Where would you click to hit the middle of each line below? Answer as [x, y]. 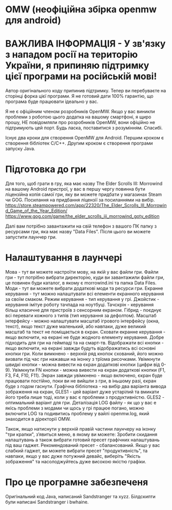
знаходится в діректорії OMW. [38, 419]
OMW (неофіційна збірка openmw [81, 9]
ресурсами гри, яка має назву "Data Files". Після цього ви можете [78, 232]
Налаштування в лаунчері [64, 258]
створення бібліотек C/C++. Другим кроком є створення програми [79, 143]
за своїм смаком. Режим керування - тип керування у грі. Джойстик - [82, 299]
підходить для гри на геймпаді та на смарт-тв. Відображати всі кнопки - [84, 343]
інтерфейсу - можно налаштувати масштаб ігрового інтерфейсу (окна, [82, 321]
